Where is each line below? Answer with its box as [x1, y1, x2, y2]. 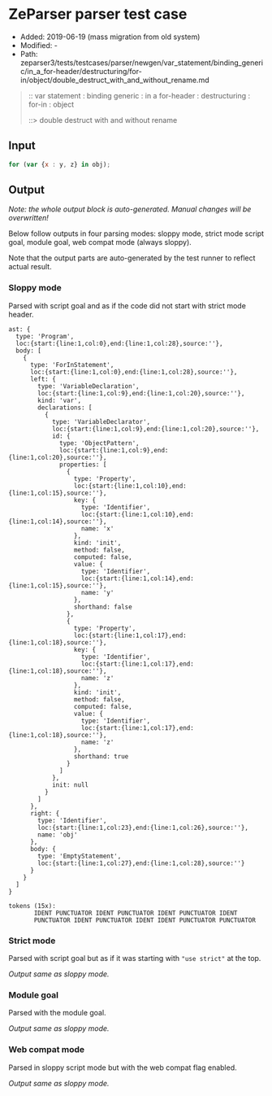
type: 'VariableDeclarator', [51, 417, 151, 426]
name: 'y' [80, 588, 114, 596]
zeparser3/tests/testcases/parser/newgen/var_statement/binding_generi [19, 58, 264, 68]
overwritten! [8, 213, 49, 223]
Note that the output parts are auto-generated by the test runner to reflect [8, 253, 256, 263]
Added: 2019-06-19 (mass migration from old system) [19, 32, 201, 41]
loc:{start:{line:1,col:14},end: [80, 574, 195, 583]
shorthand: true [73, 752, 129, 761]
